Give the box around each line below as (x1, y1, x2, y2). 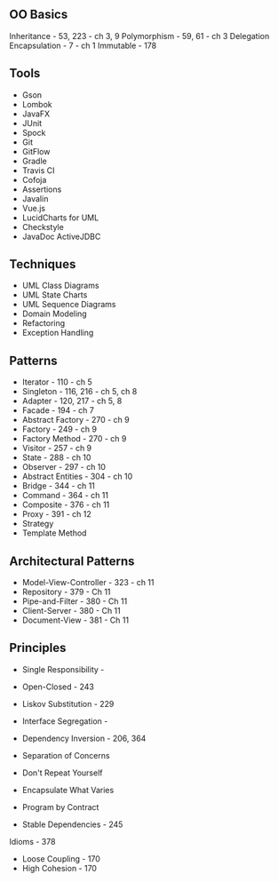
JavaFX (21, 108, 51, 119)
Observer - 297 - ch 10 (21, 462, 107, 473)
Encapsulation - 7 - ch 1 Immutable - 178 (9, 40, 157, 51)
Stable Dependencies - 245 (21, 819, 123, 830)
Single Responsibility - (21, 663, 105, 674)
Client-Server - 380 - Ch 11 (21, 606, 122, 616)
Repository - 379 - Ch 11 (21, 586, 111, 598)
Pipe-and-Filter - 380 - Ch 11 (21, 596, 128, 607)
